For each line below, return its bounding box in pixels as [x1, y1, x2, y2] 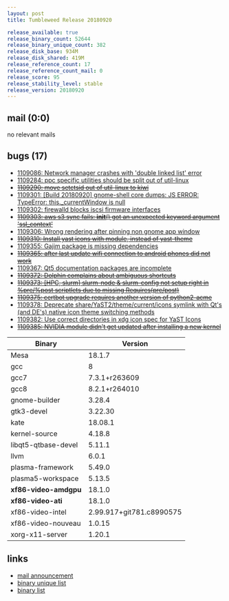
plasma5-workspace [10, 473, 79, 483]
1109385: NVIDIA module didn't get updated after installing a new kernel [17, 322, 221, 331]
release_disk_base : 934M [7, 48, 78, 55]
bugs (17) [7, 150, 48, 162]
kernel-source [10, 429, 58, 438]
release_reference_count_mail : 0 [7, 67, 103, 74]
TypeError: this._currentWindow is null [17, 198, 126, 206]
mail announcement [17, 571, 74, 580]
